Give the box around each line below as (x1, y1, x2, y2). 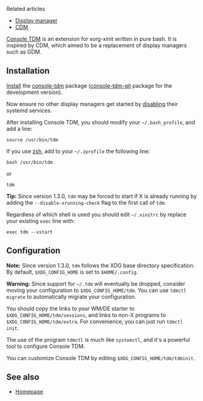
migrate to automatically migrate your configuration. (6, 293, 137, 300)
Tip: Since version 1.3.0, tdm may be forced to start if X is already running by (6, 192, 197, 200)
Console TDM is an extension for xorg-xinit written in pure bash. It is (6, 35, 177, 42)
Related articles (6, 5, 46, 12)
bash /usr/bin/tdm (6, 159, 53, 165)
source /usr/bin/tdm (6, 137, 59, 143)
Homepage (15, 388, 44, 396)
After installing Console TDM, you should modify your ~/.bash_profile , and (6, 118, 196, 126)
